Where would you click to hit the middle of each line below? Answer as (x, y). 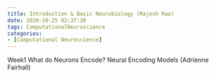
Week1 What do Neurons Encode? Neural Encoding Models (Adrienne (108, 60)
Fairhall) (19, 67)
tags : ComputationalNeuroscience (56, 27)
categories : (25, 33)
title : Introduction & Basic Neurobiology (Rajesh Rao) (91, 14)
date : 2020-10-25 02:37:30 (47, 20)
